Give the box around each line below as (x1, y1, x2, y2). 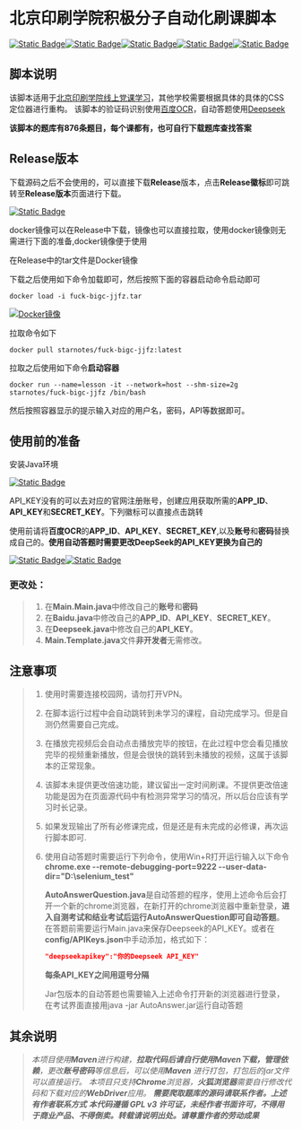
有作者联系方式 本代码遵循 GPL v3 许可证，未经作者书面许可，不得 (30, 1099, 277, 1110)
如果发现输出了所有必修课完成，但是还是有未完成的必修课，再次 (44, 821, 280, 832)
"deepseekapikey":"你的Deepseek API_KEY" (44, 952, 199, 961)
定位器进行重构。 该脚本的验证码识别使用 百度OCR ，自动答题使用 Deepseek (9, 103, 286, 114)
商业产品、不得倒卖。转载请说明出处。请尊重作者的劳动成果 (39, 1110, 260, 1121)
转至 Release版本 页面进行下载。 (9, 187, 126, 198)
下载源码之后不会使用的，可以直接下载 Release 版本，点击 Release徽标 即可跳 (9, 177, 289, 187)
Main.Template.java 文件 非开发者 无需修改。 (44, 634, 207, 646)
